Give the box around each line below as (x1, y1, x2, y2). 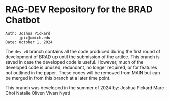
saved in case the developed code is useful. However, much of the (5, 59, 144, 65)
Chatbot (5, 14, 40, 26)
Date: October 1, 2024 (5, 39, 53, 45)
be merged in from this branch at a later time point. (5, 75, 111, 81)
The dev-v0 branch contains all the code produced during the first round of (5, 48, 161, 54)
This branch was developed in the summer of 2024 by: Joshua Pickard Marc (5, 84, 164, 91)
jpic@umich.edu (18, 35, 51, 40)
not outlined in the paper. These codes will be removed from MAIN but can (5, 69, 160, 76)
